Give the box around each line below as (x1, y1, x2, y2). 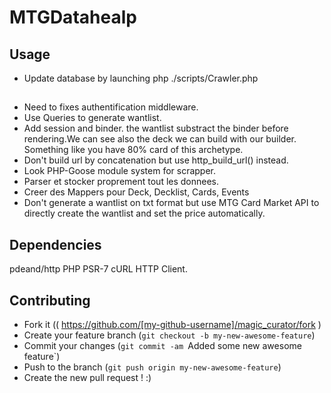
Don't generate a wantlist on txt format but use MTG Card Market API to (23, 197, 320, 209)
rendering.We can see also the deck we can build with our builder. (23, 133, 297, 145)
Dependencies (9, 236, 102, 253)
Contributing (9, 292, 91, 309)
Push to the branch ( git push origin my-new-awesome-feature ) (23, 361, 282, 373)
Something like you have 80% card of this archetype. (23, 144, 244, 156)
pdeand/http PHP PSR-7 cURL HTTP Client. (9, 263, 188, 275)
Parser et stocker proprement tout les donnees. (23, 176, 220, 188)
